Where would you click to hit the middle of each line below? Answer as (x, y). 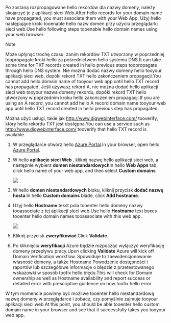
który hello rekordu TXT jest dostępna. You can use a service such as (78, 124)
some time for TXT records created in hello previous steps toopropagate (81, 65)
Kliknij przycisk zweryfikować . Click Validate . (60, 236)
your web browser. (25, 34)
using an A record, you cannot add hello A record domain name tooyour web (86, 103)
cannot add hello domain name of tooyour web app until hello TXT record (82, 81)
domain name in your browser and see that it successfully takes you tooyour (86, 310)
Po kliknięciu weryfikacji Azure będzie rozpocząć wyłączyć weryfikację (88, 245)
